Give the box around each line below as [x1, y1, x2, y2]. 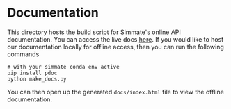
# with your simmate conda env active [7, 63, 120, 70]
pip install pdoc [7, 69, 58, 76]
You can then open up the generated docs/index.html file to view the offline [7, 87, 225, 96]
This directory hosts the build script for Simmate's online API [7, 28, 181, 36]
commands [7, 50, 40, 58]
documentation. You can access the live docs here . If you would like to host [7, 35, 224, 43]
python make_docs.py [7, 75, 67, 83]
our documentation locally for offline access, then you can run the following [7, 42, 224, 51]
